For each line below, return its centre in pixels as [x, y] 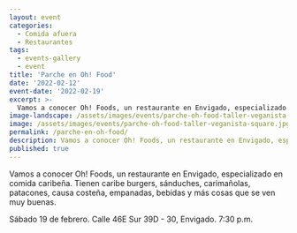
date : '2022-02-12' [45, 83]
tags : [19, 50]
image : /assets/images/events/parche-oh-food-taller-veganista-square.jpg [150, 124]
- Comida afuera [47, 34]
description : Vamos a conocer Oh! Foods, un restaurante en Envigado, [142, 140]
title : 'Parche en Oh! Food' [63, 75]
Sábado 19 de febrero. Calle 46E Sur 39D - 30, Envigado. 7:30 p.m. [131, 219]
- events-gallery [49, 58]
